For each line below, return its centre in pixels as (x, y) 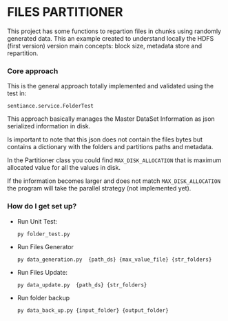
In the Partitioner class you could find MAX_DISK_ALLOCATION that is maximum (114, 160)
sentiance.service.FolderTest (51, 106)
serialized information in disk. (49, 126)
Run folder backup (43, 298)
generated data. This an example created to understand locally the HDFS (111, 38)
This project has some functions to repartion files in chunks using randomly (114, 31)
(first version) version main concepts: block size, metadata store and (105, 46)
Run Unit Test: (37, 221)
